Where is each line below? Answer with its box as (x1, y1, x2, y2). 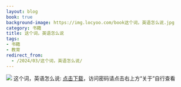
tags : (6, 36, 19, 42)
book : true (6, 14, 33, 20)
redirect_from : (6, 52, 43, 58)
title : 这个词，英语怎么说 (6, 31, 65, 36)
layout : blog (6, 8, 38, 15)
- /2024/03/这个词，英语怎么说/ (11, 58, 83, 63)
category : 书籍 (6, 25, 42, 31)
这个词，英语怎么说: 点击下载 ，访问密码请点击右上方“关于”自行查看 (13, 75, 176, 82)
